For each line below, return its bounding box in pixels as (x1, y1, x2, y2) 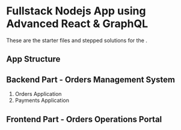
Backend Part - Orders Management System (6, 74, 176, 84)
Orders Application (14, 90, 62, 98)
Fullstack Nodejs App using (6, 4, 146, 18)
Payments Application (14, 97, 69, 104)
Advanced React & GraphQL (6, 17, 149, 31)
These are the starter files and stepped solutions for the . (6, 37, 147, 44)
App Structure (6, 54, 61, 64)
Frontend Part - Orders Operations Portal (6, 114, 162, 124)
